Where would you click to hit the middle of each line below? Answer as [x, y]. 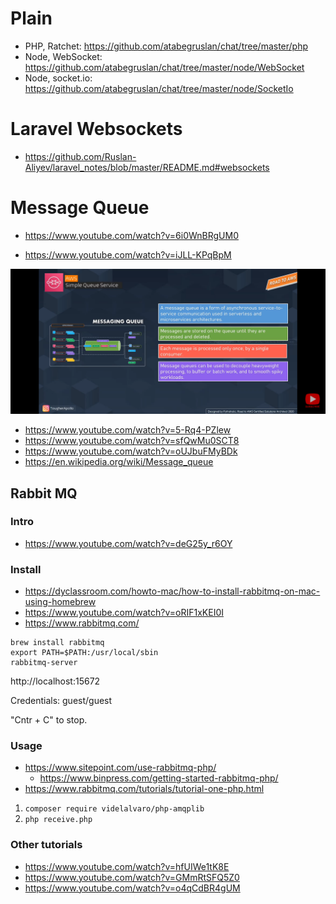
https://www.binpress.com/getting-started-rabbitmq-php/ [159, 778]
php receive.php [58, 820]
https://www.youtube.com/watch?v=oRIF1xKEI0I [124, 613]
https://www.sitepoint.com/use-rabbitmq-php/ [120, 768]
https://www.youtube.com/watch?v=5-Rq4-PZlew [128, 430]
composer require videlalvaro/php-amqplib [114, 809]
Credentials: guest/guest [61, 701]
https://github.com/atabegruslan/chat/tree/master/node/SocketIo [159, 88]
